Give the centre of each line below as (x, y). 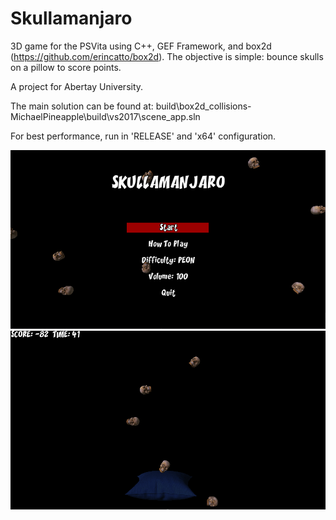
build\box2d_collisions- (203, 106)
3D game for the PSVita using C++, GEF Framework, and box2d (141, 46)
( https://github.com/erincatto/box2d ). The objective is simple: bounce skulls (167, 56)
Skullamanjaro (71, 18)
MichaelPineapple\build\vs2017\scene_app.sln (105, 116)
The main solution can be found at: (82, 106)
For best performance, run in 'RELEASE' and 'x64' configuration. (143, 136)
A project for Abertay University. (77, 86)
